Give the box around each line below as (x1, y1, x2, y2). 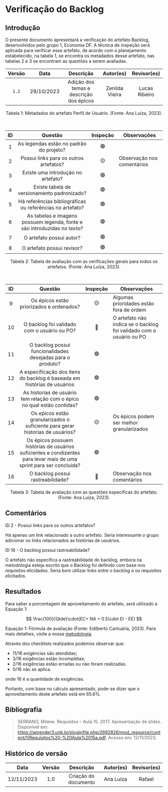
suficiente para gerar (25, 422, 74, 429)
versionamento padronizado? (17, 190, 86, 197)
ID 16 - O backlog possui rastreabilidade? (5, 547, 90, 553)
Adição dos (67, 79, 94, 85)
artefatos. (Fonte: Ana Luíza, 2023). (47, 264, 121, 269)
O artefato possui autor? (23, 234, 81, 241)
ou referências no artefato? (20, 204, 84, 211)
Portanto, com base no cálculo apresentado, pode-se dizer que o (5, 686, 140, 692)
